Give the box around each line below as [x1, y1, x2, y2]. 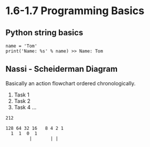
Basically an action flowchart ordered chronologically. [5, 79, 136, 86]
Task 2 [14, 97, 31, 104]
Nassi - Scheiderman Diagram [5, 64, 118, 74]
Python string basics [5, 28, 84, 38]
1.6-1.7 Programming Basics [5, 4, 145, 18]
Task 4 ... [14, 103, 36, 111]
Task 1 [14, 91, 30, 98]
